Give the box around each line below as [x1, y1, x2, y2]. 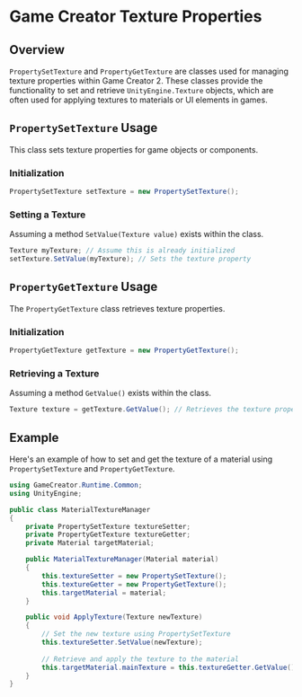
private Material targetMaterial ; [25, 539, 155, 548]
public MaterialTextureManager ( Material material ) [25, 555, 219, 564]
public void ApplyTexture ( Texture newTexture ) [25, 613, 203, 622]
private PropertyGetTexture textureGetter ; [25, 530, 191, 540]
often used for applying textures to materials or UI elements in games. [9, 94, 268, 105]
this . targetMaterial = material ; [41, 588, 167, 597]
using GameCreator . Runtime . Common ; [9, 481, 143, 490]
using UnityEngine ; [9, 489, 83, 498]
